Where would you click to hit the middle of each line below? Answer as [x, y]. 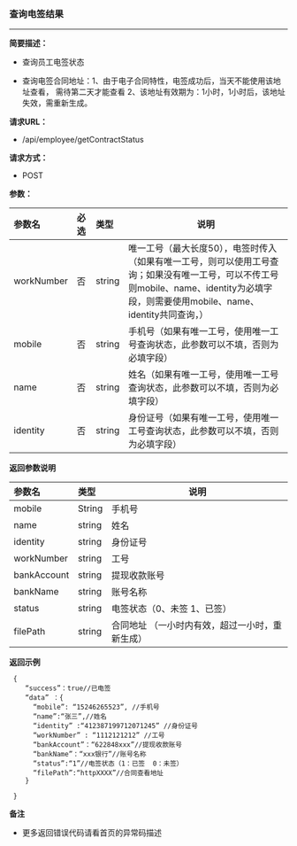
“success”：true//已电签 [68, 688]
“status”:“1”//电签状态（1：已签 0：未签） [108, 764]
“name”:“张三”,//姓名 [70, 717]
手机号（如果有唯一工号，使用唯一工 [203, 331]
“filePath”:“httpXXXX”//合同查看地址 [98, 773]
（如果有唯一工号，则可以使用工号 [199, 261]
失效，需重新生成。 [57, 103]
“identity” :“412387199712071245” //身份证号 [115, 726]
